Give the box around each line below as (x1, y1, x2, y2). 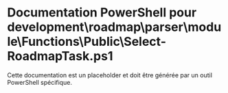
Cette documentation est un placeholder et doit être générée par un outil (7, 70, 213, 79)
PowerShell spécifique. (7, 78, 72, 86)
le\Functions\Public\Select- (7, 34, 167, 49)
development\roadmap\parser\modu (7, 19, 222, 35)
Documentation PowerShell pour (7, 5, 197, 21)
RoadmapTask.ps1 (7, 49, 113, 64)
